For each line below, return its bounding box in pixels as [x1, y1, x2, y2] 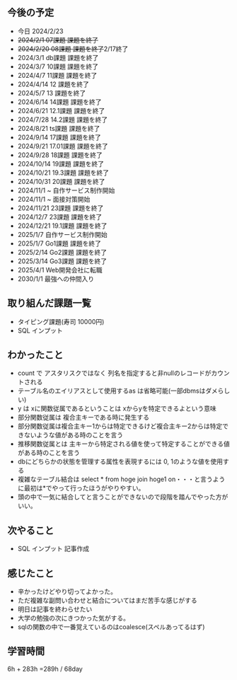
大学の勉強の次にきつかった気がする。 [17, 614, 129, 623]
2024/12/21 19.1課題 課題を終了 [17, 221, 108, 230]
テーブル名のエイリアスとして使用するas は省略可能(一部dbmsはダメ [17, 386, 218, 395]
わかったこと [7, 349, 64, 361]
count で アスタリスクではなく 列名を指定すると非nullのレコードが [17, 369, 212, 377]
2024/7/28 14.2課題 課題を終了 [17, 115, 108, 124]
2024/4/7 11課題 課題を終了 [17, 71, 98, 79]
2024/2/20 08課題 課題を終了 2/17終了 [17, 45, 129, 53]
